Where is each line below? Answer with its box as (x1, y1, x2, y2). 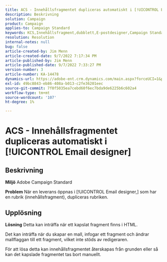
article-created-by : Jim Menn (5, 49, 68, 54)
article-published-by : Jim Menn (5, 58, 72, 63)
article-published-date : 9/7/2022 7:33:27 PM (5, 63, 101, 67)
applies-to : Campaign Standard (5, 26, 70, 31)
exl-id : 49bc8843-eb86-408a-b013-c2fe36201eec (5, 81, 103, 86)
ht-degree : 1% (5, 100, 35, 105)
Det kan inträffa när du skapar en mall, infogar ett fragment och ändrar (5, 231, 149, 237)
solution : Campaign (5, 16, 46, 21)
